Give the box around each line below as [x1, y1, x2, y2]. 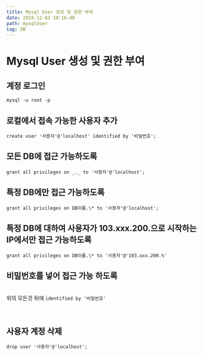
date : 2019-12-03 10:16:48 [6, 15, 75, 21]
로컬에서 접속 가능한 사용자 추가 [6, 115, 118, 126]
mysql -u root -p [6, 97, 51, 104]
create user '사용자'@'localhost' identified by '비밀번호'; [6, 133, 157, 140]
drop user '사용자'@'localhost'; [6, 344, 87, 350]
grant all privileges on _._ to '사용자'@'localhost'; [6, 169, 146, 175]
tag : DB [6, 26, 26, 32]
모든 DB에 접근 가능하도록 [6, 151, 98, 162]
